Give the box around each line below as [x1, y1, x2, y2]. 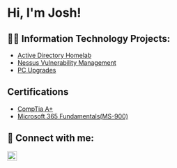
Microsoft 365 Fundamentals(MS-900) [17, 112, 129, 120]
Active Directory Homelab [17, 51, 92, 59]
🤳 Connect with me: [7, 132, 94, 144]
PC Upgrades [17, 66, 56, 74]
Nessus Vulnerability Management [17, 59, 116, 67]
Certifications [7, 86, 69, 98]
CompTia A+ [17, 105, 54, 113]
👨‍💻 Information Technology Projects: [7, 33, 171, 45]
